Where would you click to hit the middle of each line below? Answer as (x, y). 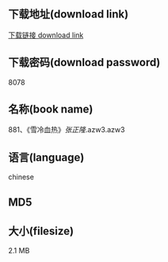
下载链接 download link (46, 35)
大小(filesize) (41, 231)
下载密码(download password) (84, 63)
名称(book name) (51, 109)
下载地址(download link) (69, 14)
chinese (21, 177)
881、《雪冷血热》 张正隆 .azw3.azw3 (67, 130)
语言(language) (46, 157)
